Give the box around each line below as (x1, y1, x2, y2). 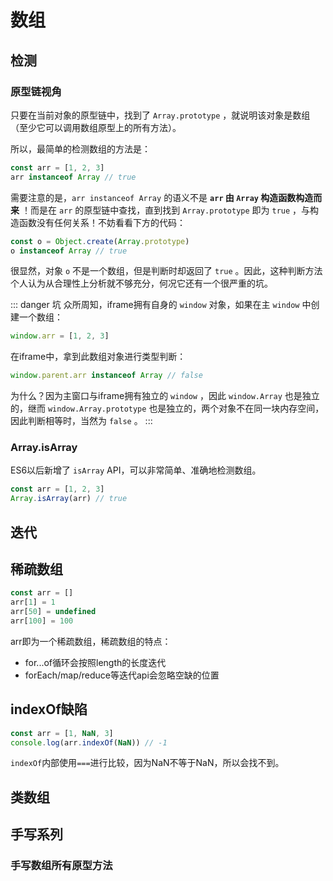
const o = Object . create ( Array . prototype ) (10, 236, 190, 246)
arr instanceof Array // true (10, 172, 137, 182)
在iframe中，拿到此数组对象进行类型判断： (10, 351, 187, 363)
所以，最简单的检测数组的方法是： (10, 142, 151, 155)
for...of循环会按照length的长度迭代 (24, 656, 167, 668)
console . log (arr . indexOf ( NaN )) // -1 (10, 737, 168, 748)
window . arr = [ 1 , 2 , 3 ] (10, 331, 110, 341)
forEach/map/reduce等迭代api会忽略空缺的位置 (24, 669, 220, 681)
